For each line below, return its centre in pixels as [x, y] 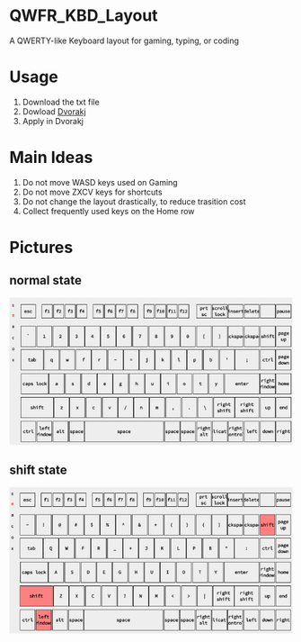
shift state [38, 470]
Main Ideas [51, 158]
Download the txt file [61, 102]
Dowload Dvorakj [54, 111]
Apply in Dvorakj [53, 121]
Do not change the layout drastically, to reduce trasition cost [134, 201]
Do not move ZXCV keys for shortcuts [93, 192]
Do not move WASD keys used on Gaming [100, 182]
